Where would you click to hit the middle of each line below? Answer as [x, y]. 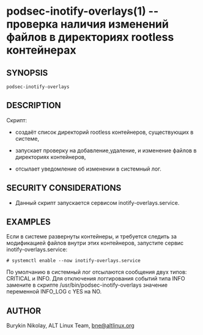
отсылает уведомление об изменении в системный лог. [88, 169]
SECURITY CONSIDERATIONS [64, 188]
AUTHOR [24, 311]
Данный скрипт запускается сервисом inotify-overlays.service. [97, 202]
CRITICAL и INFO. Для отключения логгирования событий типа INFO [96, 279]
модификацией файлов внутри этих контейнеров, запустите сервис [95, 243]
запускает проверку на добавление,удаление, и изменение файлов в [106, 150]
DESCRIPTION [34, 105]
